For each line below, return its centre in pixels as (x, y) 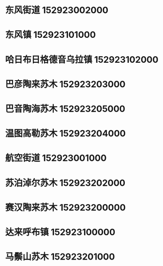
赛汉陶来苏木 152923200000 (65, 207)
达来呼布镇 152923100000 (60, 232)
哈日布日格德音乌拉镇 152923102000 (82, 60)
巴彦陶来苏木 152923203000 (65, 84)
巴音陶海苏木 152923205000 (65, 109)
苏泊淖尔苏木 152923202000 (65, 183)
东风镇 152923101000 (50, 35)
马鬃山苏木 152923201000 (60, 257)
